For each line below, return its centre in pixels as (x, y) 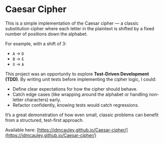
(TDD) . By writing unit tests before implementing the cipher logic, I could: (81, 79)
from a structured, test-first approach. (44, 120)
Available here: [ (22, 130)
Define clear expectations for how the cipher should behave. (75, 89)
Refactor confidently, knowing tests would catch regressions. (76, 105)
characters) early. (43, 100)
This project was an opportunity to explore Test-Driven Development (77, 74)
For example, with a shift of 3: (36, 43)
